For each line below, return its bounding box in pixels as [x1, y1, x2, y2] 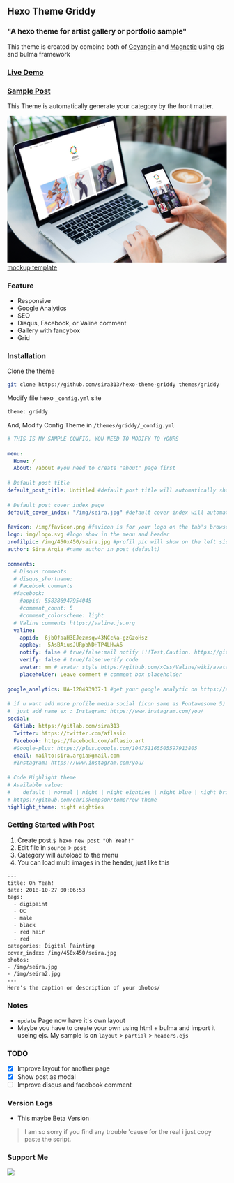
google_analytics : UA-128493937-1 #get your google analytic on [7, 686, 198, 693]
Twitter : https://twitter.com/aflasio [13, 730, 127, 737]
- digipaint [13, 900, 49, 907]
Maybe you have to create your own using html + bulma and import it [17, 1024, 216, 1032]
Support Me [7, 1152, 49, 1162]
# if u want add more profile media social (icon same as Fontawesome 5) [7, 700, 226, 707]
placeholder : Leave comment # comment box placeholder [19, 670, 182, 678]
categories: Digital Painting [7, 942, 95, 949]
